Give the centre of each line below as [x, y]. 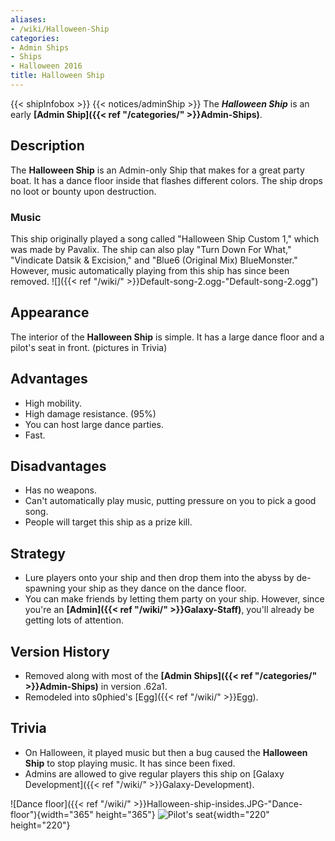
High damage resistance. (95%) [90, 413]
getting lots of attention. [74, 620]
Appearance [50, 312]
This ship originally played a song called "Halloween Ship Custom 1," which [165, 238]
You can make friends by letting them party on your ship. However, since [174, 599]
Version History [60, 651]
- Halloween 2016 [46, 66]
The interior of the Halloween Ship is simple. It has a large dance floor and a [167, 337]
